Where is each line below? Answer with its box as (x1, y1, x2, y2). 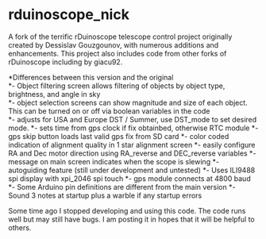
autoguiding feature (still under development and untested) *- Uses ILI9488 (8, 165, 256, 175)
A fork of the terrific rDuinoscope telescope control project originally (8, 32, 233, 41)
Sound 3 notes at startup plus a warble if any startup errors (8, 191, 202, 200)
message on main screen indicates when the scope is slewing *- (8, 156, 220, 166)
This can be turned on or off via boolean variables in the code (8, 106, 210, 116)
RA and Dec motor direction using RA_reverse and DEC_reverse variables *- (8, 148, 256, 158)
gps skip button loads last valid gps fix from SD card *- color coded (8, 131, 229, 141)
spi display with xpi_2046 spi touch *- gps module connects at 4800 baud (8, 173, 252, 183)
